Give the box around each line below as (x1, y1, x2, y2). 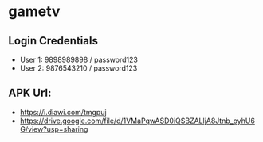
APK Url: (8, 86, 52, 100)
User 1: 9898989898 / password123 (19, 55, 138, 64)
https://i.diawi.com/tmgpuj (19, 107, 107, 117)
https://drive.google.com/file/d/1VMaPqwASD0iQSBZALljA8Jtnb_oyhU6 (19, 116, 255, 125)
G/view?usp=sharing (19, 124, 88, 133)
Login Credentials (8, 34, 98, 48)
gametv (8, 2, 61, 21)
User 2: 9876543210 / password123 (19, 63, 138, 73)
